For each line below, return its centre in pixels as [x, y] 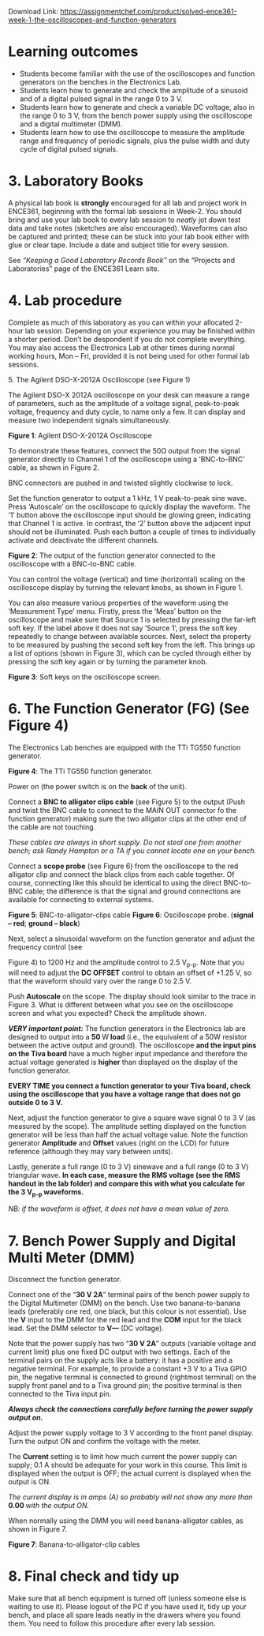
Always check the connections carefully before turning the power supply [131, 1409]
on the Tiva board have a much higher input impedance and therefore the [128, 1053]
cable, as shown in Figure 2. [54, 467]
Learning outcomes [73, 52]
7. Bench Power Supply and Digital [122, 1241]
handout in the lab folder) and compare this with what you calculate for [127, 1183]
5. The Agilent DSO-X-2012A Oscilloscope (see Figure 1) [99, 379]
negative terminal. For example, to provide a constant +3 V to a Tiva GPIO [128, 1369]
